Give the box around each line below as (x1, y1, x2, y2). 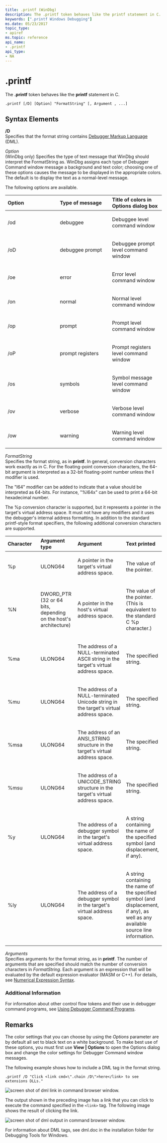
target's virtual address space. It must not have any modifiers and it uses (5, 510, 155, 516)
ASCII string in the (78, 655, 120, 662)
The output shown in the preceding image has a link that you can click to (5, 1097, 154, 1103)
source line (126, 927, 152, 934)
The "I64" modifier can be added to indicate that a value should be (5, 484, 142, 490)
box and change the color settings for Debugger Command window (5, 1050, 143, 1056)
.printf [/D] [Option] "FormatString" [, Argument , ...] (5, 101, 128, 106)
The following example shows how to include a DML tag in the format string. (5, 1065, 161, 1071)
